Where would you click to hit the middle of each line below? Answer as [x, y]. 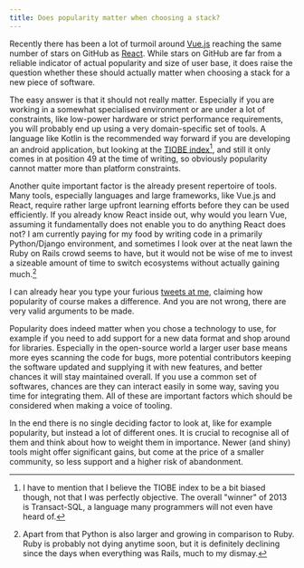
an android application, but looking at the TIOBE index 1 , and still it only [140, 149]
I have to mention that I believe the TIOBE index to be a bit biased [144, 487]
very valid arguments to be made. [72, 311]
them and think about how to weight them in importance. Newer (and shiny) [150, 442]
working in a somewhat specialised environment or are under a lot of [137, 109]
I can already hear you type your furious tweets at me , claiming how [136, 292]
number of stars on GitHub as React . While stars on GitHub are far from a [146, 53]
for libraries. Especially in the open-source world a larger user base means [148, 347]
